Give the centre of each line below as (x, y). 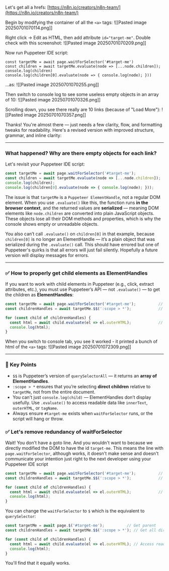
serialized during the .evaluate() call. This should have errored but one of (82, 244)
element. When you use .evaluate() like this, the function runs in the (77, 202)
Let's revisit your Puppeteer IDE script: (45, 164)
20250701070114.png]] (29, 28)
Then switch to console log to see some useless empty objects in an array (82, 94)
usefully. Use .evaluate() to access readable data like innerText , (80, 402)
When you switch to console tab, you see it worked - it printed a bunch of (81, 342)
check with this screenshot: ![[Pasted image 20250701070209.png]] (76, 43)
